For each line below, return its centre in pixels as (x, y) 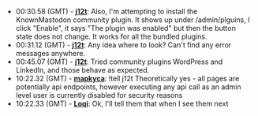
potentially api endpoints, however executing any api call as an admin (129, 87)
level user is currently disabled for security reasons (99, 95)
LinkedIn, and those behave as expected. (82, 70)
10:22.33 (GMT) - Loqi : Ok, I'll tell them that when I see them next (122, 103)
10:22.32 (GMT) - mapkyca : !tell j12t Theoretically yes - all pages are (127, 79)
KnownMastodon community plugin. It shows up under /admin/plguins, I (133, 20)
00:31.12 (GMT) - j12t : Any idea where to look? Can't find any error (123, 45)
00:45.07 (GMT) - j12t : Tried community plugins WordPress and (119, 62)
